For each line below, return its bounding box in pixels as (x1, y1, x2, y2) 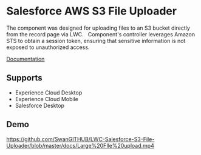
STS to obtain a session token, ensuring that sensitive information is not (6, 37, 186, 44)
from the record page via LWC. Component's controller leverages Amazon (6, 30, 196, 38)
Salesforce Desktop (15, 102, 65, 109)
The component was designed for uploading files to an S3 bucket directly (6, 24, 190, 31)
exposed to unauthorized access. (6, 44, 90, 51)
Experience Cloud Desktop (15, 89, 83, 96)
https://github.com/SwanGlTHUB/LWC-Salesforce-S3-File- (6, 135, 155, 143)
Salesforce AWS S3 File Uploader (6, 4, 177, 18)
